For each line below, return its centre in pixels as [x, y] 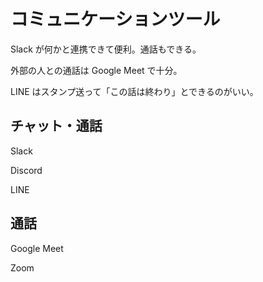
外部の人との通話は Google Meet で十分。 [96, 70]
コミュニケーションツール [115, 19]
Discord [26, 170]
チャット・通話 [56, 126]
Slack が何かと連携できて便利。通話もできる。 [106, 49]
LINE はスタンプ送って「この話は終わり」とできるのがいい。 [134, 91]
